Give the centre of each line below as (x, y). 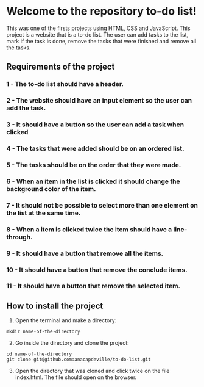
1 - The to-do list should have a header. (65, 84)
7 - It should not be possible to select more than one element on (102, 205)
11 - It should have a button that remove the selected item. (93, 286)
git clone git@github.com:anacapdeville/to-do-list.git (79, 360)
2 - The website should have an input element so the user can (99, 101)
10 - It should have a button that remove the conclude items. (97, 270)
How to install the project (55, 306)
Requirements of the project (61, 67)
